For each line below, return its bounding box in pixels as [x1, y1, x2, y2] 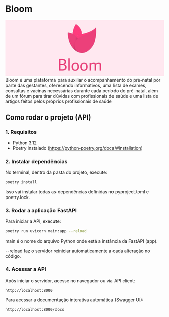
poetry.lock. [5, 194, 30, 201]
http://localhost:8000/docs [5, 307, 65, 312]
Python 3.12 [12, 140, 37, 146]
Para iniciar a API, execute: [5, 218, 61, 224]
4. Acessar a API [5, 266, 46, 273]
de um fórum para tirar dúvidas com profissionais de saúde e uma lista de [5, 93, 159, 99]
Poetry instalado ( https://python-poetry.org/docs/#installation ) [12, 145, 143, 151]
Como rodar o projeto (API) [5, 113, 91, 122]
